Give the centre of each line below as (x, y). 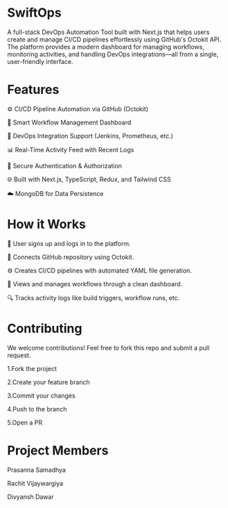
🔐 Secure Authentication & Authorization (65, 165)
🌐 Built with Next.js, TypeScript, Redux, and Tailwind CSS (89, 179)
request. (19, 355)
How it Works (47, 224)
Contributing (45, 329)
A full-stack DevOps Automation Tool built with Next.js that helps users (108, 32)
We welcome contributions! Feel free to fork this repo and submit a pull (108, 347)
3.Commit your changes (41, 395)
